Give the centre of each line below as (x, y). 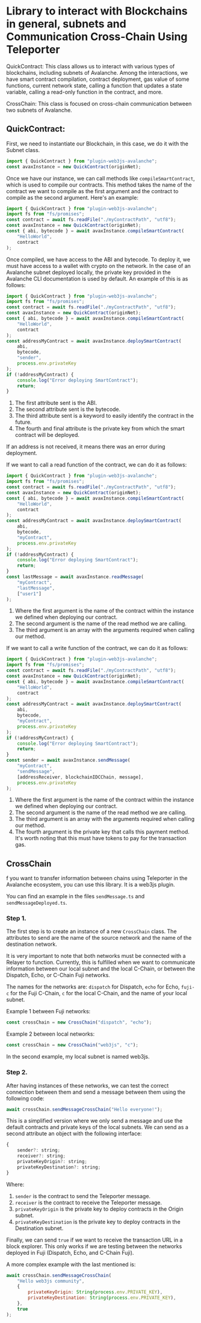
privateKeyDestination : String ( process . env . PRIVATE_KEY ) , (102, 1298)
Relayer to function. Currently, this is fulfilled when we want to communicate (101, 962)
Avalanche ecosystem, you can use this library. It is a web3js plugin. (91, 885)
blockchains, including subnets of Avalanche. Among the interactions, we (97, 72)
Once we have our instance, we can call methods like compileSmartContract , (101, 178)
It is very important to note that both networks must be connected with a (96, 956)
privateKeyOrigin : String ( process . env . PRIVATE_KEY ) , (95, 1292)
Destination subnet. (39, 1228)
